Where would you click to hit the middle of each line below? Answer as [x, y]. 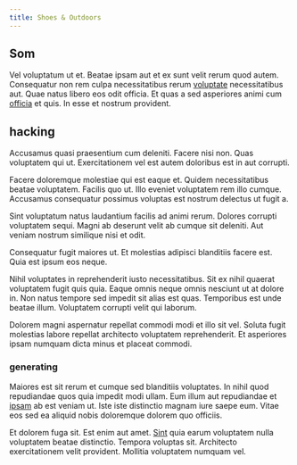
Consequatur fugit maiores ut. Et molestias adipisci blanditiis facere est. [141, 253]
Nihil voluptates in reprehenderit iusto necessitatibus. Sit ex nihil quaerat [142, 279]
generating [33, 367]
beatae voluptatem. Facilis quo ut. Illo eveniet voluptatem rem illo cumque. [146, 189]
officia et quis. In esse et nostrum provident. [90, 104]
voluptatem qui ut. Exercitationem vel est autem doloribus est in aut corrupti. [149, 162]
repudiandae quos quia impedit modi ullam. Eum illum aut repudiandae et [143, 396]
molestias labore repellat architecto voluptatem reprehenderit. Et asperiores [148, 335]
